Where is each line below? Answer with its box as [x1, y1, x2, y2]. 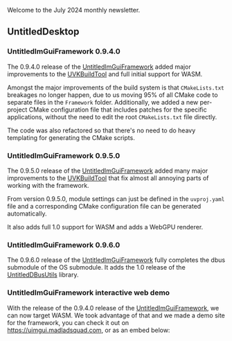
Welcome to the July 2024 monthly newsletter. [7, 6, 141, 14]
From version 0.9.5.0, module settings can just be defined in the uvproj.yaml [7, 194, 225, 203]
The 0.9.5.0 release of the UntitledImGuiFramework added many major [7, 166, 208, 175]
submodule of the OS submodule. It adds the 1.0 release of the [7, 263, 186, 272]
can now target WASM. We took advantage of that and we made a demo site [7, 311, 225, 320]
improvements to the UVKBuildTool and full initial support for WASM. [7, 69, 203, 78]
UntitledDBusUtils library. [7, 270, 79, 279]
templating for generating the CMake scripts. [7, 133, 135, 141]
